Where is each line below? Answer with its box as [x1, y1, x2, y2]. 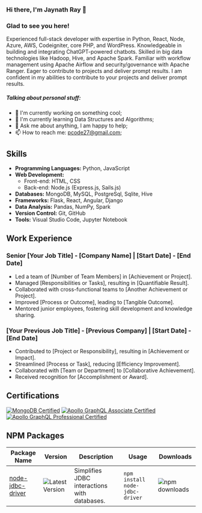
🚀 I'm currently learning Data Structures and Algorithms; [14, 116, 155, 123]
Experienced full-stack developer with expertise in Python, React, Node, [6, 36, 185, 43]
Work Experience [6, 234, 73, 244]
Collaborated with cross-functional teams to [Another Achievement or [14, 285, 188, 293]
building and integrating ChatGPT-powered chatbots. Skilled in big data [6, 48, 183, 56]
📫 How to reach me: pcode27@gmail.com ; [14, 129, 122, 136]
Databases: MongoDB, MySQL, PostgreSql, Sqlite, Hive [14, 190, 153, 197]
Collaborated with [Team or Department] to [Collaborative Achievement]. [14, 366, 195, 374]
